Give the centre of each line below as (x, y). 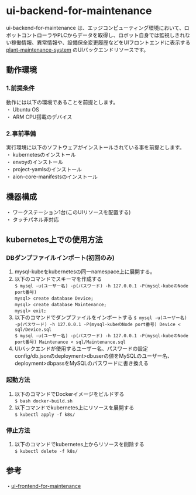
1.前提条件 (20, 88)
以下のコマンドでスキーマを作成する (58, 279)
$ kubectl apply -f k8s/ (45, 415)
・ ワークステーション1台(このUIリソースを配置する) (68, 212)
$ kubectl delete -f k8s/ (46, 452)
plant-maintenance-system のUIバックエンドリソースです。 (78, 50)
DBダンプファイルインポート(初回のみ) (61, 258)
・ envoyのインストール (35, 162)
